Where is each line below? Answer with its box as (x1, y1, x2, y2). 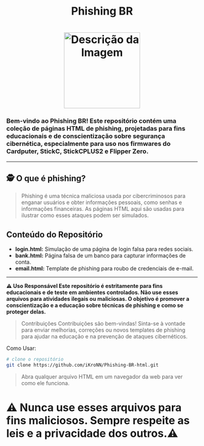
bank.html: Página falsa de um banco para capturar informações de (15, 252, 186, 259)
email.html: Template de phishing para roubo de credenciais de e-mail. (15, 265, 194, 272)
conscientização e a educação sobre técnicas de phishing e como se (6, 302, 184, 309)
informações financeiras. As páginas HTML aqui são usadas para (21, 205, 185, 213)
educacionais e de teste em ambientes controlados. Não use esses (6, 289, 178, 296)
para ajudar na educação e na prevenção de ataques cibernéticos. (21, 333, 188, 340)
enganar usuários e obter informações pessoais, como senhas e (21, 199, 182, 206)
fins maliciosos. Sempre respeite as (6, 414, 190, 428)
